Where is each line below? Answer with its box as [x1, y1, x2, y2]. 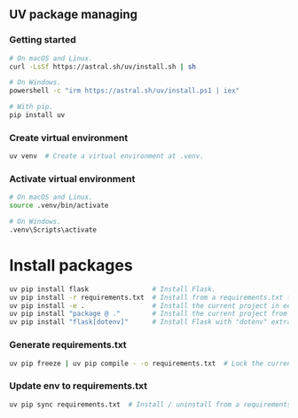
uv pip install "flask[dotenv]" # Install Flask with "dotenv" [9, 318, 268, 327]
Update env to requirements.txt [9, 380, 148, 392]
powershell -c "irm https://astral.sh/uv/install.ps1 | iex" [9, 86, 240, 96]
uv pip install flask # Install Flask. [9, 284, 216, 294]
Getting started [9, 34, 77, 46]
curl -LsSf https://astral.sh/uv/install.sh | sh [9, 62, 197, 71]
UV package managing [9, 7, 138, 22]
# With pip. [9, 102, 53, 112]
